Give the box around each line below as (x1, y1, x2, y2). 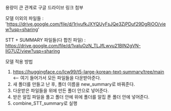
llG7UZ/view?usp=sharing (5, 48, 60, 54)
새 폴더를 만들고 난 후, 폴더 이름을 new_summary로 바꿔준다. (12, 81, 135, 87)
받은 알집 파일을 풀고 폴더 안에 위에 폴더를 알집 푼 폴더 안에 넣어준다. (12, 94, 150, 100)
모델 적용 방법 (5, 59, 33, 65)
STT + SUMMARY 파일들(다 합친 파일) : (5, 37, 86, 43)
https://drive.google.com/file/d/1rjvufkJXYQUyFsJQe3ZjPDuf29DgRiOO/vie (7, 21, 166, 27)
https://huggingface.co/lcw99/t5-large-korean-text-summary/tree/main (12, 69, 164, 75)
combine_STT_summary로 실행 (12, 100, 78, 106)
